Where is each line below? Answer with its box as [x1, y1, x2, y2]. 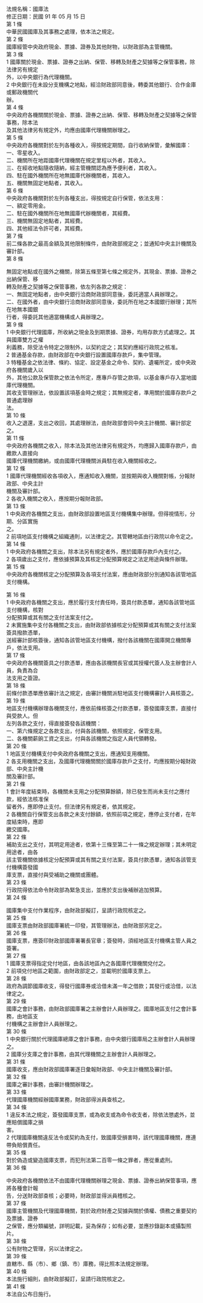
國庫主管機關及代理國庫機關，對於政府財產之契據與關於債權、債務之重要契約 [6, 1207, 197, 1214]
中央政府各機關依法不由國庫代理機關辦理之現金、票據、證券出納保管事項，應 [6, 1177, 197, 1184]
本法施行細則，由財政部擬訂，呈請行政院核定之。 [6, 1275, 128, 1282]
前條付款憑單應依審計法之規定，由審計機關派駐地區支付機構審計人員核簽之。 [6, 690, 197, 696]
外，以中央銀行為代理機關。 [6, 73, 76, 81]
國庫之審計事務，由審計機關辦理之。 [6, 1081, 97, 1088]
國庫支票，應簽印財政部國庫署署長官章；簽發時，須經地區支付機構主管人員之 [6, 937, 197, 944]
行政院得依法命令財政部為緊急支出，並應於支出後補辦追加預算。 [6, 886, 165, 893]
